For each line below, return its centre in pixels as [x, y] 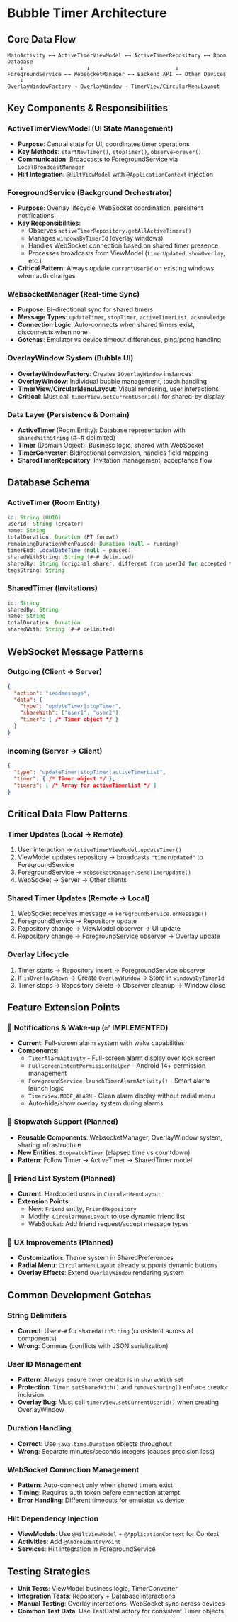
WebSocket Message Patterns [75, 652]
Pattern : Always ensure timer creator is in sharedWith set [101, 1380]
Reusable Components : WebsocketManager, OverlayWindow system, [120, 1137]
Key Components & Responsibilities [88, 108]
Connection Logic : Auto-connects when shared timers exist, [106, 325]
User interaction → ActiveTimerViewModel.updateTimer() [100, 850]
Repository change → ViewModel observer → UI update [99, 929]
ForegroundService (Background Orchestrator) [90, 192]
